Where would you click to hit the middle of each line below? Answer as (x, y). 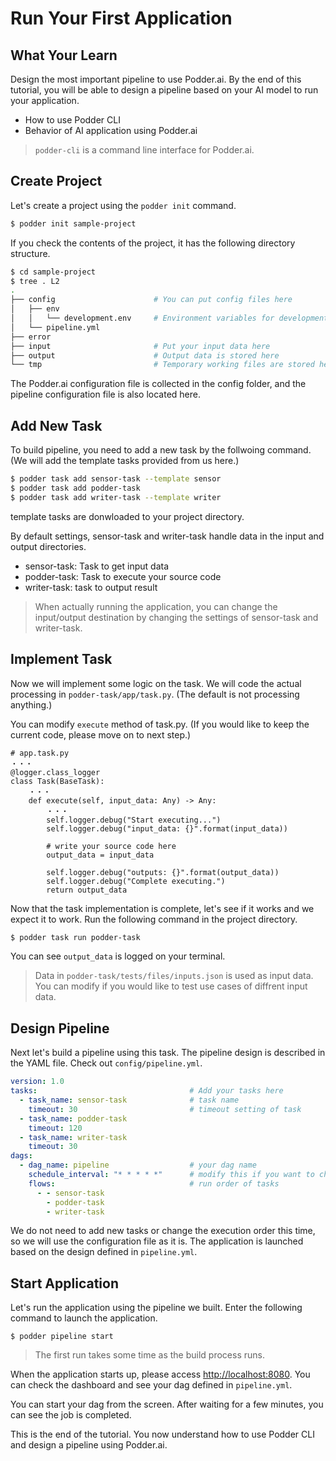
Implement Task (61, 659)
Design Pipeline (60, 1028)
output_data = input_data (100, 855)
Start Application (64, 1283)
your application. (45, 100)
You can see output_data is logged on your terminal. (118, 956)
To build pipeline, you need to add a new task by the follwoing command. (161, 450)
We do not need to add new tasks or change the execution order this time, (163, 1231)
